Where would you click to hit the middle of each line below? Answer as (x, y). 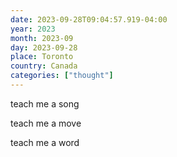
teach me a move (46, 123)
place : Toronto (42, 57)
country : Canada (44, 66)
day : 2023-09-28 (44, 47)
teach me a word (45, 142)
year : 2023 (33, 29)
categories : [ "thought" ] (62, 76)
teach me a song (45, 103)
